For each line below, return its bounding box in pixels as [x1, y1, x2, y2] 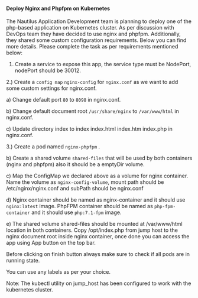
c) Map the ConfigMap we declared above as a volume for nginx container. [6, 172, 189, 180]
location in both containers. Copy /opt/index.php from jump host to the [6, 226, 178, 234]
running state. [6, 257, 40, 264]
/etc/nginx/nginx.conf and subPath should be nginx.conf [6, 185, 144, 192]
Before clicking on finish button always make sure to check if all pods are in [6, 251, 190, 258]
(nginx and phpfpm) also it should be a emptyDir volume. [6, 161, 145, 168]
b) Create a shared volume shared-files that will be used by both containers [6, 154, 193, 162]
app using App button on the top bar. [6, 239, 96, 247]
